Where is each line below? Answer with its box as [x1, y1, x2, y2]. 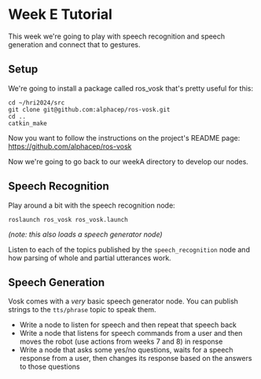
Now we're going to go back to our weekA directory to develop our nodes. [8, 156, 249, 166]
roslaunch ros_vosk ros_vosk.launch [8, 215, 128, 223]
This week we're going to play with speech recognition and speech [8, 31, 226, 41]
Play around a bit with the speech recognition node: [8, 201, 175, 210]
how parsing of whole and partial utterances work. [8, 253, 171, 263]
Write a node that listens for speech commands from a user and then [19, 329, 243, 338]
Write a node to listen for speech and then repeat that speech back [19, 320, 237, 329]
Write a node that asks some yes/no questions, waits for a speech [19, 345, 233, 355]
